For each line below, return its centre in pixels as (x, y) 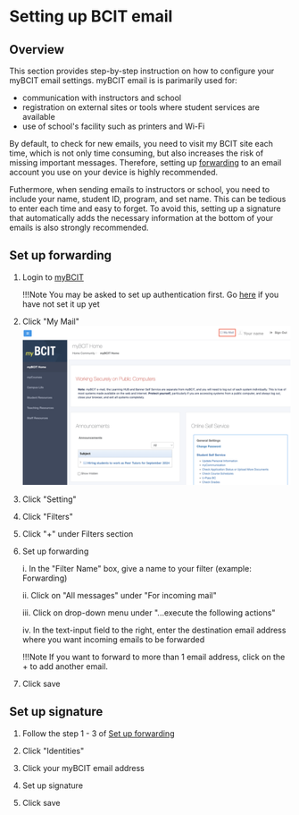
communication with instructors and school (101, 98)
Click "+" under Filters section (78, 533)
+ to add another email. (65, 666)
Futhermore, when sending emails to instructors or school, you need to (140, 189)
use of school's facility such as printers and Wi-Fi (113, 126)
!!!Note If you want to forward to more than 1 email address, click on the (154, 657)
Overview (37, 50)
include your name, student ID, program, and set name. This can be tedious (148, 199)
